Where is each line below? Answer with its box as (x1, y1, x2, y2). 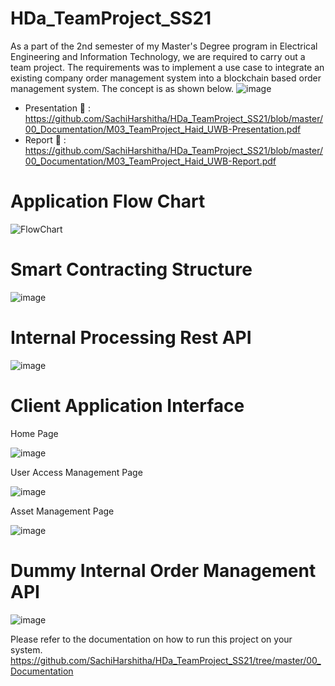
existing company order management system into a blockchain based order (10, 72, 322, 84)
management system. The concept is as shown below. (10, 82, 235, 94)
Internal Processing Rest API (10, 327, 252, 349)
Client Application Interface (10, 394, 245, 417)
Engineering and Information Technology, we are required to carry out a (10, 50, 306, 62)
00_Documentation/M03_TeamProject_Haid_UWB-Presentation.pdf (24, 123, 302, 135)
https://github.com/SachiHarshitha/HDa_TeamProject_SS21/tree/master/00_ (10, 654, 322, 666)
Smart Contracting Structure (10, 258, 253, 281)
